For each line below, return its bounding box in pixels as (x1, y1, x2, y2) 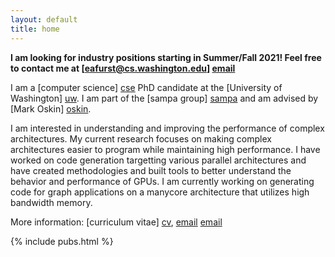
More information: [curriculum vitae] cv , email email (10, 216, 223, 228)
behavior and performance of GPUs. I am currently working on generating (10, 175, 315, 187)
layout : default (10, 14, 78, 25)
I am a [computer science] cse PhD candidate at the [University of (10, 81, 283, 93)
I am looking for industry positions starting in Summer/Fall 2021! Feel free (10, 51, 322, 63)
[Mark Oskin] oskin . (10, 102, 92, 115)
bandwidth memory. (10, 196, 93, 208)
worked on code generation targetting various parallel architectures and (10, 154, 307, 166)
